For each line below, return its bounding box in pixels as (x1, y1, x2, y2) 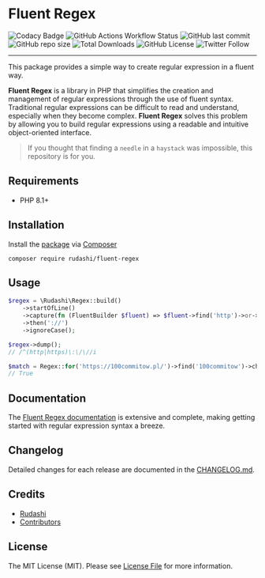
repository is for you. (27, 151, 96, 161)
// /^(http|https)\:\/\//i (8, 348, 97, 356)
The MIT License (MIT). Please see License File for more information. (8, 561, 233, 570)
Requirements (8, 175, 79, 188)
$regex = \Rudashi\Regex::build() (8, 297, 122, 305)
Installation (8, 218, 65, 232)
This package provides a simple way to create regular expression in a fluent (8, 62, 255, 71)
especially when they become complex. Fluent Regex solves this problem (8, 111, 248, 120)
